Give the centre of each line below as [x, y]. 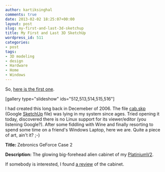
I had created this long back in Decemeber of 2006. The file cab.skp [75, 108]
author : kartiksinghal [29, 10]
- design [14, 61]
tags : [11, 51]
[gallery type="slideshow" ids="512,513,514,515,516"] [60, 98]
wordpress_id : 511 [24, 38]
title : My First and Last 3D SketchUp [45, 33]
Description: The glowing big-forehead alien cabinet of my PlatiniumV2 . [79, 154]
